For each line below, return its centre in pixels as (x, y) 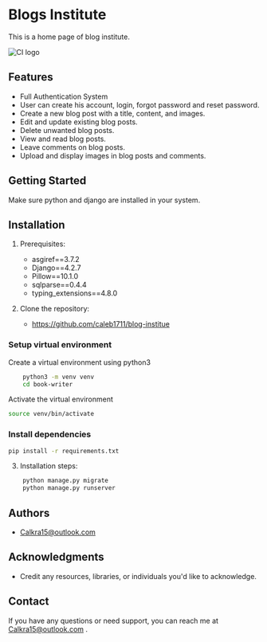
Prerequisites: (43, 244)
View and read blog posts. (63, 139)
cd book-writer (48, 384)
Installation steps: (49, 466)
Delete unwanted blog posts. (67, 130)
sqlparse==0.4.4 (59, 285)
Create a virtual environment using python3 (80, 362)
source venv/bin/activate (51, 414)
